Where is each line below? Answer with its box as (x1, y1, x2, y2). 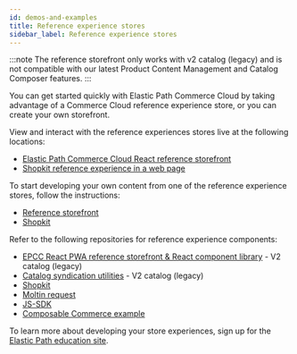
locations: (9, 136, 45, 147)
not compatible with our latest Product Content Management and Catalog (9, 63, 278, 74)
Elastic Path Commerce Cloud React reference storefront (21, 154, 232, 164)
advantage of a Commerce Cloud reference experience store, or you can (9, 100, 276, 111)
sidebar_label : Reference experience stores (9, 29, 177, 38)
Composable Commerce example (21, 308, 145, 319)
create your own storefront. (9, 109, 110, 121)
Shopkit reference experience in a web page (21, 163, 186, 174)
